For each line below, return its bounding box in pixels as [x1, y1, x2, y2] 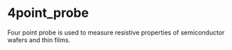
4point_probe [7, 5, 89, 21]
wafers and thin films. [7, 35, 71, 44]
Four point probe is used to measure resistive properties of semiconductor [7, 28, 225, 37]
